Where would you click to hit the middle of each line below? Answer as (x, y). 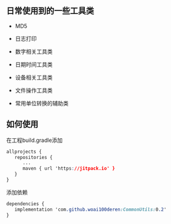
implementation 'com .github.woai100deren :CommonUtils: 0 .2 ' (90, 209)
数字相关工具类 (34, 51)
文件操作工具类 (34, 90)
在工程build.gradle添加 (35, 140)
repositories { (33, 157)
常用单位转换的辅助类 (42, 103)
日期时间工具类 (34, 64)
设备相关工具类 (34, 77)
